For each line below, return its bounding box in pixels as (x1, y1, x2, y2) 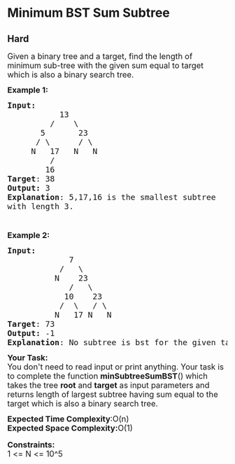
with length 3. (7, 202, 74, 211)
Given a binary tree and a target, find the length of (7, 51, 193, 61)
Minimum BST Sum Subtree (7, 5, 170, 21)
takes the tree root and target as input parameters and (7, 380, 210, 390)
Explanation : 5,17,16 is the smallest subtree (7, 192, 216, 202)
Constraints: (7, 440, 55, 449)
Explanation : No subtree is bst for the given (7, 337, 216, 347)
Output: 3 (7, 183, 50, 193)
